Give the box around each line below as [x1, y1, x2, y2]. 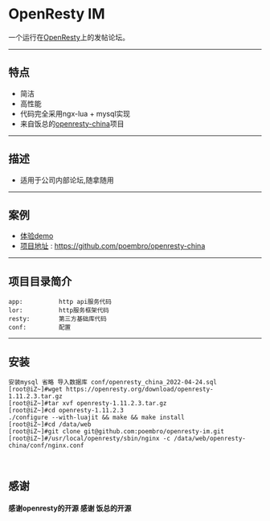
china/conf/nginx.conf [8, 441, 84, 449]
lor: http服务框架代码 [8, 306, 110, 314]
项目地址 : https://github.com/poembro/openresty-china [19, 241, 206, 251]
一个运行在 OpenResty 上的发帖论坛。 [8, 32, 130, 42]
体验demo [19, 231, 54, 241]
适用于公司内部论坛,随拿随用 [19, 174, 114, 185]
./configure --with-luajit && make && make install [8, 413, 185, 421]
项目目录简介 [8, 274, 72, 288]
